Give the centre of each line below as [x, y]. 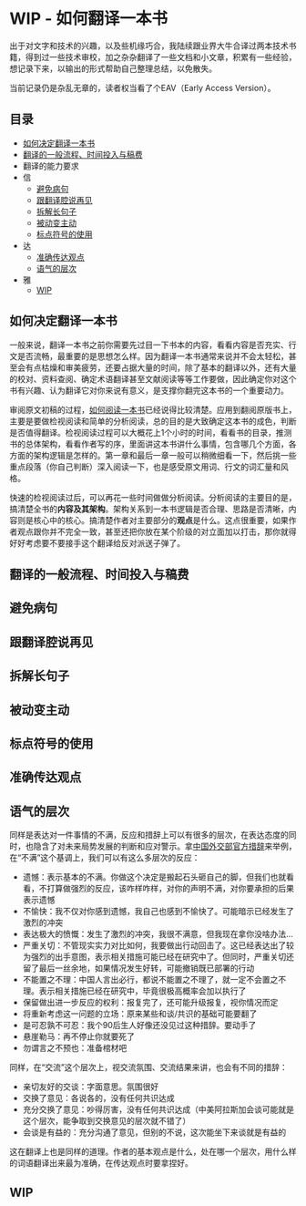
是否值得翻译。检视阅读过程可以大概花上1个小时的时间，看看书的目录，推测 [151, 432]
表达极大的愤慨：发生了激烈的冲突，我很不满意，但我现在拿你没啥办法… [158, 934]
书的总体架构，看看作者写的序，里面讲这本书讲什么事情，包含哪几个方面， [149, 444]
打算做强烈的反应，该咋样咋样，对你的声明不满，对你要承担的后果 [170, 889]
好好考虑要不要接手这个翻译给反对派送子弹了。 [97, 542]
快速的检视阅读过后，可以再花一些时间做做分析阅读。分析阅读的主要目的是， [153, 497]
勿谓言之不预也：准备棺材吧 [75, 1048]
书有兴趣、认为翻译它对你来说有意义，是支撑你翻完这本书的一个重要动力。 [149, 390]
